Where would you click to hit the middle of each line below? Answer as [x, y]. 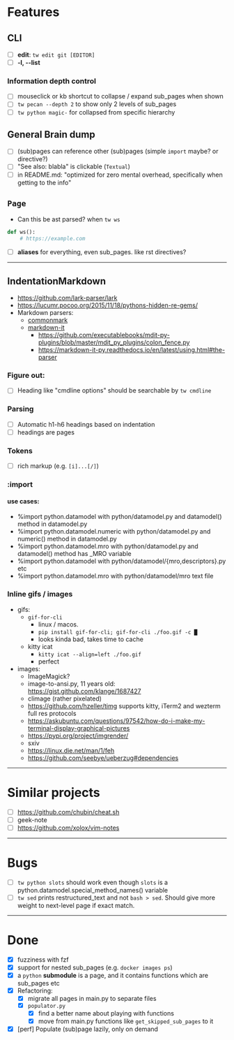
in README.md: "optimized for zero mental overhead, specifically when [120, 175]
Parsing [21, 409]
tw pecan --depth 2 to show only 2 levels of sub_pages [97, 104]
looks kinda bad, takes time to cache [91, 639]
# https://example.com [53, 239]
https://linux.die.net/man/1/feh [71, 750]
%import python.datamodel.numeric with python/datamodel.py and [114, 532]
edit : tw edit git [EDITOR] [56, 54]
